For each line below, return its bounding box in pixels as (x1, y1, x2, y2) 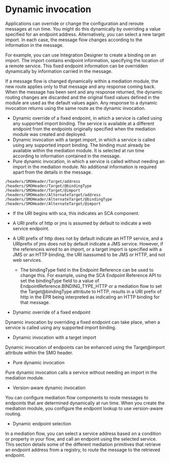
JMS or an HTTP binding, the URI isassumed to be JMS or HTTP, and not (12, 251, 165, 258)
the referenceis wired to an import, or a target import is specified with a (12, 246, 162, 252)
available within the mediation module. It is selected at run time (12, 147, 145, 153)
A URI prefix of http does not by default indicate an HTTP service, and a (12, 235, 163, 241)
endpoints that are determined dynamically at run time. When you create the (5, 400, 165, 406)
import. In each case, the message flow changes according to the (5, 37, 143, 43)
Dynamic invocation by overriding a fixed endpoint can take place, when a (5, 319, 160, 325)
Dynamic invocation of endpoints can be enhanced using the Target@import (5, 344, 165, 350)
